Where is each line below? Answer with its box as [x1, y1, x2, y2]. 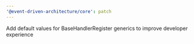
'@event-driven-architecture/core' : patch [6, 8, 112, 15]
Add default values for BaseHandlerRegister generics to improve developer [6, 25, 188, 32]
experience [6, 31, 34, 38]
